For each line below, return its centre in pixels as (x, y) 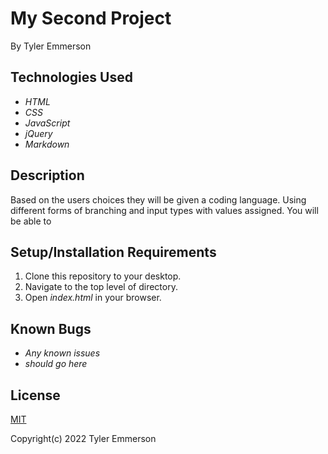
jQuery (38, 133)
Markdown (47, 144)
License (35, 395)
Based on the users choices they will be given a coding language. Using (158, 199)
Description (47, 175)
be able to (31, 221)
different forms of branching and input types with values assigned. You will (164, 210)
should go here (56, 364)
